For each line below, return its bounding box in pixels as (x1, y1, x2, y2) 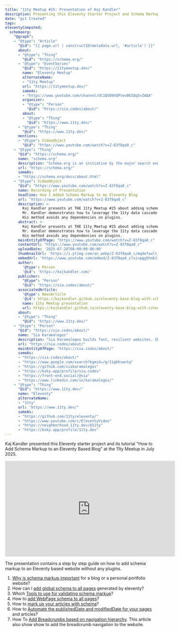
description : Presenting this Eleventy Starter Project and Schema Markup (5, 12, 160, 17)
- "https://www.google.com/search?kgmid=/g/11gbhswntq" (17, 360, 133, 365)
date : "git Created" (5, 16, 47, 21)
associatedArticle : (17, 287, 57, 292)
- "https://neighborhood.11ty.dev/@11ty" (17, 423, 103, 428)
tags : (5, 20, 16, 26)
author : (17, 260, 34, 265)
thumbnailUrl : (17, 251, 47, 256)
